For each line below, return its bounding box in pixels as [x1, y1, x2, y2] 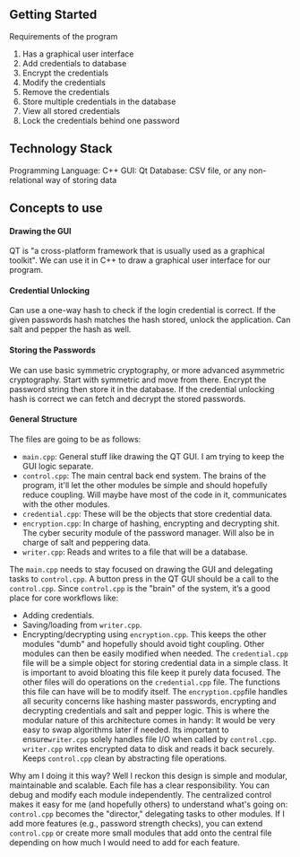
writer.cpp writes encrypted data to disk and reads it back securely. [21, 743, 275, 754]
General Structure [9, 414, 78, 424]
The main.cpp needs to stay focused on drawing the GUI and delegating [9, 564, 273, 574]
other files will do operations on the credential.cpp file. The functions [21, 677, 280, 687]
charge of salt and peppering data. [21, 537, 150, 547]
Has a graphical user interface [21, 48, 134, 59]
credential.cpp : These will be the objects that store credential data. [21, 508, 273, 519]
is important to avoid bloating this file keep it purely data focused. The [21, 667, 281, 678]
